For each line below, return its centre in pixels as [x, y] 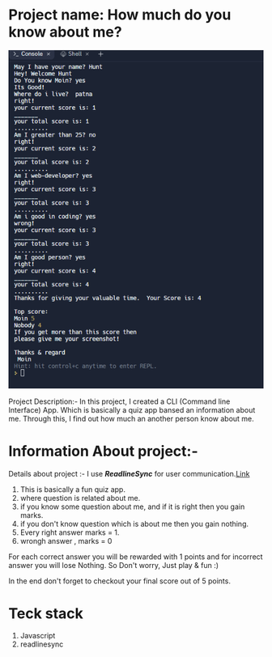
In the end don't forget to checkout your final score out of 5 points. [119, 581]
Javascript [38, 636]
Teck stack [46, 613]
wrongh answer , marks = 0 [66, 540]
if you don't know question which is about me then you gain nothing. [134, 523]
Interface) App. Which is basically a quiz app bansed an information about [132, 409]
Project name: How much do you [120, 15]
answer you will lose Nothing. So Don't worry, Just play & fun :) [114, 565]
